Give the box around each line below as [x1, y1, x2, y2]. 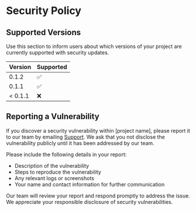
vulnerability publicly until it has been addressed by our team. [6, 139, 154, 147]
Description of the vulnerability [14, 162, 90, 169]
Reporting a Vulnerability [6, 112, 99, 122]
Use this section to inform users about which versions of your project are [6, 43, 183, 50]
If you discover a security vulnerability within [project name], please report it [6, 127, 190, 134]
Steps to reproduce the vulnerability [14, 168, 101, 175]
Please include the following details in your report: [6, 151, 127, 158]
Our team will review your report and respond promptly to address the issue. [6, 192, 190, 199]
